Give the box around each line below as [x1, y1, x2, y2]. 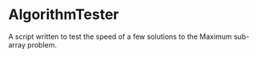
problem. [27, 40, 58, 49]
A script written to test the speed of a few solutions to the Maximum [8, 32, 232, 41]
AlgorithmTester [8, 6, 119, 24]
